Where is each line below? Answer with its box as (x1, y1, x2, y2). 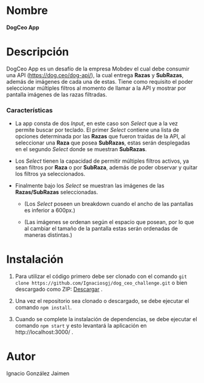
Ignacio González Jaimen (6, 370, 70, 377)
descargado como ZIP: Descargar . (15, 286, 103, 293)
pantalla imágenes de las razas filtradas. (6, 90, 107, 98)
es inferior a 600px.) (24, 207, 76, 214)
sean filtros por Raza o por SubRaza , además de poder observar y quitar (15, 164, 198, 171)
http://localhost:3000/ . (15, 328, 73, 336)
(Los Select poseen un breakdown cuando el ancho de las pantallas (24, 200, 194, 208)
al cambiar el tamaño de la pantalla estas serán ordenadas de (24, 225, 178, 232)
